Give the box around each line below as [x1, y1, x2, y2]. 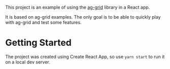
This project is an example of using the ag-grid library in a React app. [5, 5, 150, 10]
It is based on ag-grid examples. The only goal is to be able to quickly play [5, 14, 161, 20]
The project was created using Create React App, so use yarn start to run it [5, 53, 165, 59]
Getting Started [5, 37, 72, 48]
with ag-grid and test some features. [5, 20, 82, 25]
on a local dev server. [5, 59, 51, 65]
